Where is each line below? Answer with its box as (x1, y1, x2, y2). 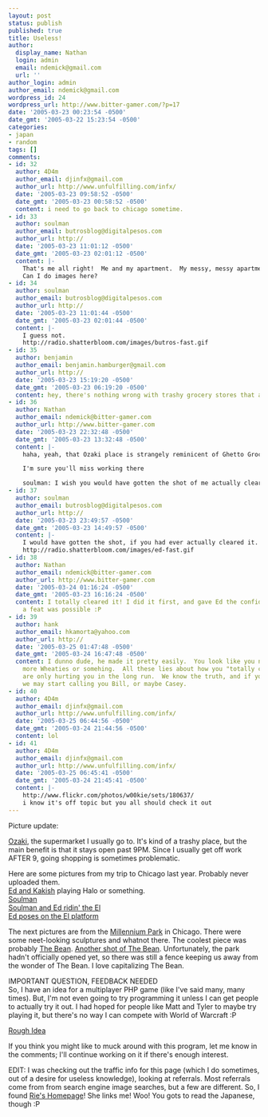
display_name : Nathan (15, 49, 88, 57)
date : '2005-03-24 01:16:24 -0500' (15, 583, 134, 592)
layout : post (8, 11, 52, 20)
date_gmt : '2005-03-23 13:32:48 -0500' (15, 435, 148, 444)
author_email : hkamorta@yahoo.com (15, 628, 130, 636)
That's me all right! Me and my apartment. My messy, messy (22, 265, 234, 273)
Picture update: (8, 820, 59, 830)
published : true (8, 26, 62, 34)
